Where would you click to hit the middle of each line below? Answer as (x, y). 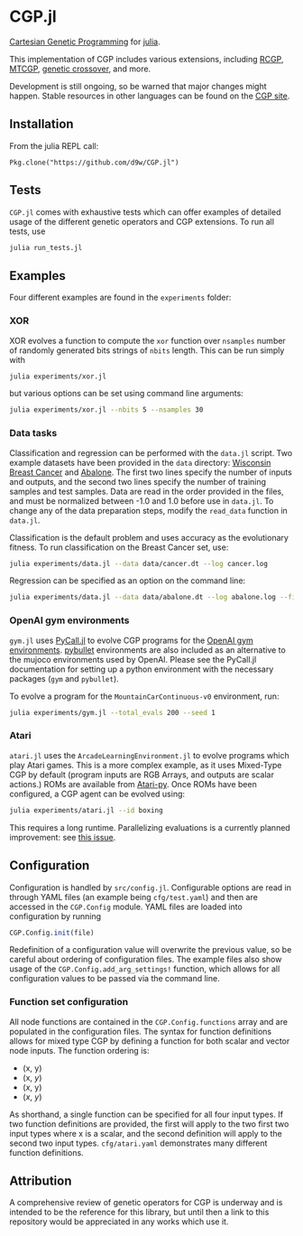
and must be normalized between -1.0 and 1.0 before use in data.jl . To (142, 501)
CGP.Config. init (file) (52, 933)
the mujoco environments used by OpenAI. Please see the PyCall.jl (133, 659)
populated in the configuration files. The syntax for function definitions (141, 1031)
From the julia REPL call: (54, 145)
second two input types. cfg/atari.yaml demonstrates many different (138, 1143)
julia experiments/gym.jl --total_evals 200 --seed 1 (113, 712)
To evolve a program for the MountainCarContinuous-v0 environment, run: (144, 696)
